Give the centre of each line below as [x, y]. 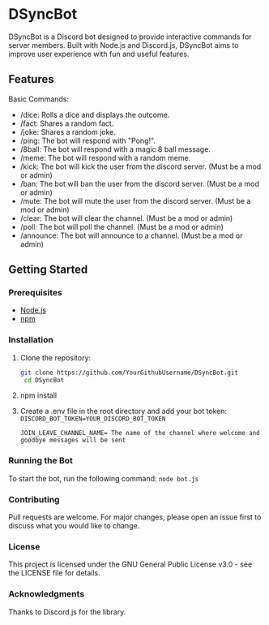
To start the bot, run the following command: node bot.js [104, 478]
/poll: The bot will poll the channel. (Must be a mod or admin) [122, 226]
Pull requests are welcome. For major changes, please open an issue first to [135, 517]
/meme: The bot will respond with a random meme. [105, 157]
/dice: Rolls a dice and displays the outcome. [95, 114]
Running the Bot [41, 461]
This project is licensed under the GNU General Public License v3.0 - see [130, 564]
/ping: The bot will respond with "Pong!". [88, 140]
